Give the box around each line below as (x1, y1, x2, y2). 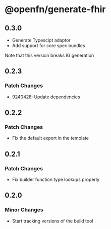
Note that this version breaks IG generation (5, 52, 94, 58)
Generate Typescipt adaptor (12, 37, 71, 43)
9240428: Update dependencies (12, 94, 80, 100)
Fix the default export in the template (12, 135, 89, 141)
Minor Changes (5, 206, 43, 213)
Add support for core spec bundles (12, 43, 85, 49)
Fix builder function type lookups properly (12, 176, 99, 183)
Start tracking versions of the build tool (12, 218, 93, 224)
